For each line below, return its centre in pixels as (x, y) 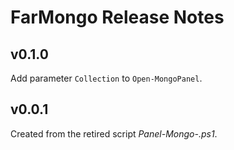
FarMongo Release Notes (117, 17)
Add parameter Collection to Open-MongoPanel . (106, 78)
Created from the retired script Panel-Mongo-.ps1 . (114, 133)
